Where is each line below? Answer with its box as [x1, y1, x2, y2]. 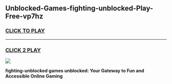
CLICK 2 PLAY [5, 46, 41, 53]
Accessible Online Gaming [5, 73, 63, 79]
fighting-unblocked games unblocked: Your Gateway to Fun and [5, 67, 144, 73]
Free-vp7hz [5, 12, 44, 21]
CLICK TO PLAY [5, 27, 45, 35]
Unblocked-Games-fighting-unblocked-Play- [5, 4, 154, 13]
